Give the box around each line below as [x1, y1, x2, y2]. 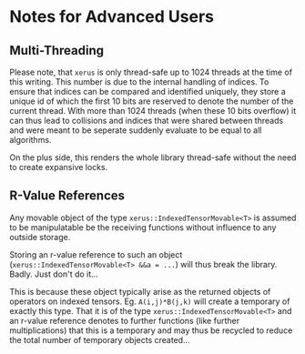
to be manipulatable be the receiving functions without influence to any [9, 221, 277, 233]
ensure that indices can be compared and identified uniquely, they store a [9, 86, 287, 96]
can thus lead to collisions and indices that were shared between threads [9, 116, 284, 126]
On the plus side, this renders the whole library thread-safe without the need [9, 152, 297, 163]
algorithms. [9, 135, 52, 145]
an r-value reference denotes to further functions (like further [9, 315, 239, 326]
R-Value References [9, 188, 126, 204]
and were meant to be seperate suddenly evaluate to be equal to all [9, 125, 262, 136]
